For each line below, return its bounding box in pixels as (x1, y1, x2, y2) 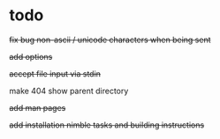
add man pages (9, 102, 66, 113)
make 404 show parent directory (9, 85, 129, 96)
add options (9, 51, 53, 62)
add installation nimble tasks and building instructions (9, 120, 205, 130)
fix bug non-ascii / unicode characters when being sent (9, 34, 211, 45)
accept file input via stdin (9, 68, 102, 79)
